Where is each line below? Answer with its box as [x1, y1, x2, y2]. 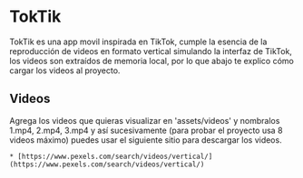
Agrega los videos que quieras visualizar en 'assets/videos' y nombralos [9, 115, 280, 126]
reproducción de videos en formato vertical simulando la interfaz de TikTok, [9, 45, 293, 56]
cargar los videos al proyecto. [9, 65, 121, 76]
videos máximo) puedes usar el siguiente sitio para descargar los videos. [9, 134, 283, 145]
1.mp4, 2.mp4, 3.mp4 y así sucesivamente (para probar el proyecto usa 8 [9, 125, 283, 136]
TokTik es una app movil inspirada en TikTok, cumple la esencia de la [9, 36, 268, 47]
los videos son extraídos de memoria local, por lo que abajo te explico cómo [9, 55, 295, 66]
